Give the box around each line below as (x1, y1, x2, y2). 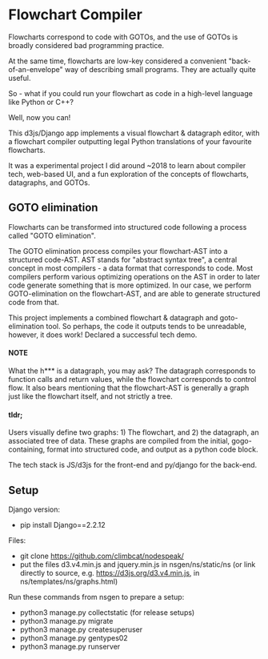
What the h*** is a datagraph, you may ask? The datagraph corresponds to (8, 366, 256, 376)
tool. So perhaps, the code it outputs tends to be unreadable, (46, 321, 246, 331)
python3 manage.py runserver (19, 641, 121, 651)
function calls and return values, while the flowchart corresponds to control (8, 374, 257, 384)
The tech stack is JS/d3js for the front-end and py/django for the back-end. (8, 460, 258, 470)
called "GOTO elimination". (8, 231, 96, 240)
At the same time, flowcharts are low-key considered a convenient (8, 56, 227, 66)
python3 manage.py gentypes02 (19, 633, 128, 642)
